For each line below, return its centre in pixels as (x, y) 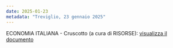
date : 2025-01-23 (27, 11)
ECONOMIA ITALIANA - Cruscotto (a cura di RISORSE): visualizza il (87, 33)
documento (20, 39)
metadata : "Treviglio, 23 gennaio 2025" (56, 17)
